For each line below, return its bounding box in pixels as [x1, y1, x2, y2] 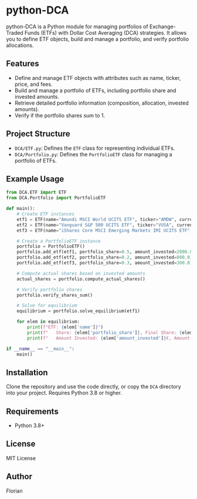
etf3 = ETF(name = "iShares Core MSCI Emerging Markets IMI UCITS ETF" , [16, 227, 193, 233]
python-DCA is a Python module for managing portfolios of [6, 23, 148, 30]
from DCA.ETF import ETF [6, 189, 67, 196]
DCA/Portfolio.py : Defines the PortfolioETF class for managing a [14, 150, 172, 158]
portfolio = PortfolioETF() [16, 243, 85, 250]
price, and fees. [14, 81, 53, 88]
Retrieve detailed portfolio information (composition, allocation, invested [14, 99, 189, 106]
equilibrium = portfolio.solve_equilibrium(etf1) [16, 308, 141, 314]
